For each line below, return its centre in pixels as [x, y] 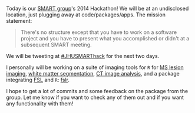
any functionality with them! [40, 104]
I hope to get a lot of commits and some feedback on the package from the [97, 91]
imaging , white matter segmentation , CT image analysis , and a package [93, 73]
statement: [19, 21]
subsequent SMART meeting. [56, 44]
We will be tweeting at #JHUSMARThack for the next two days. [83, 56]
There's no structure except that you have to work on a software [99, 32]
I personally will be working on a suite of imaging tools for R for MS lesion [95, 67]
